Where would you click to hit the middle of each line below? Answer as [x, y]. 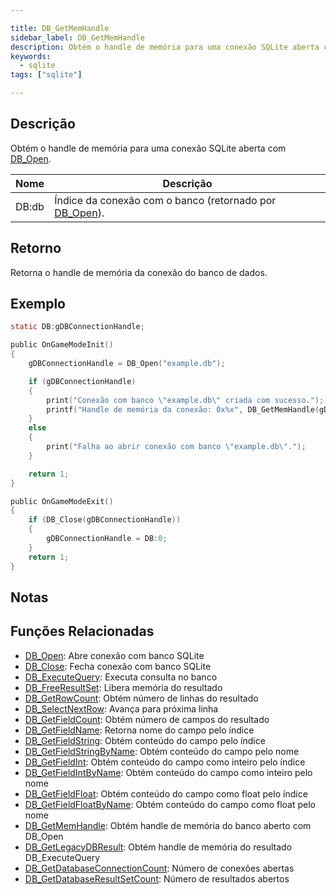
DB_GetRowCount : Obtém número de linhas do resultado [141, 698]
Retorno [36, 248]
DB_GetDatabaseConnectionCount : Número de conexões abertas [159, 868]
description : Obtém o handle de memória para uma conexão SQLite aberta [165, 47]
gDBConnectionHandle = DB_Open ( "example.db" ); [127, 364]
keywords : [31, 56]
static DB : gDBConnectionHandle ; [77, 327]
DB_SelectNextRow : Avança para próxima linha [121, 708]
